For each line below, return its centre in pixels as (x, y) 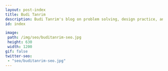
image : (12, 33)
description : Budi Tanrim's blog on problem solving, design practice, (81, 19)
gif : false (16, 51)
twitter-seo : (19, 56)
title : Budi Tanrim (25, 14)
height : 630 (20, 42)
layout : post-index (25, 10)
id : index (15, 24)
